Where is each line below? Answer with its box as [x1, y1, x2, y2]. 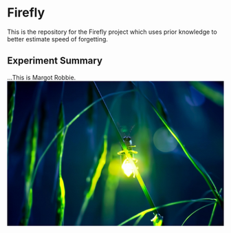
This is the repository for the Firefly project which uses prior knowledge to [7, 28, 218, 36]
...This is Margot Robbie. [7, 73, 76, 81]
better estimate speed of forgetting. [7, 34, 109, 43]
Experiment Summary [7, 55, 103, 67]
